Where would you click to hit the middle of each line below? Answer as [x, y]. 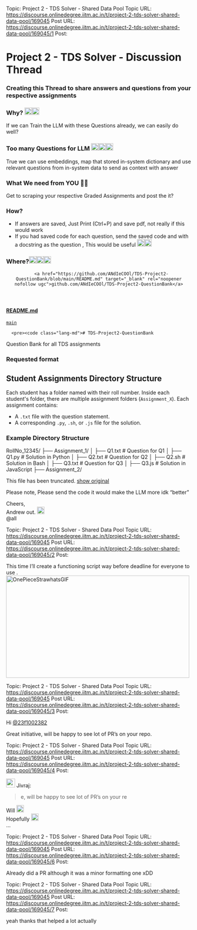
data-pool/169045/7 [30, 909]
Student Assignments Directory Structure [84, 378]
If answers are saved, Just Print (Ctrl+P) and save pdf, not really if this [100, 224]
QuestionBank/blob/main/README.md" [59, 279]
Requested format [32, 360]
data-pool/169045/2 [31, 555]
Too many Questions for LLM [48, 148]
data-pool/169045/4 [31, 770]
